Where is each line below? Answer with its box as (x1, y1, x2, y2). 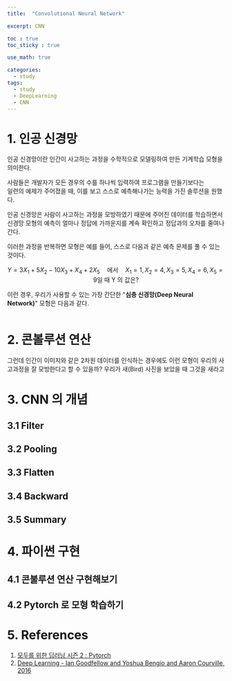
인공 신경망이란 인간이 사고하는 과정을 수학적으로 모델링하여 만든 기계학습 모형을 (7, 155, 223, 163)
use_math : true (7, 54, 51, 61)
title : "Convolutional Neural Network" (7, 10, 126, 17)
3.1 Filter (7, 420, 44, 432)
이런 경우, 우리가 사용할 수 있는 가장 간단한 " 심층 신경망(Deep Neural (7, 290, 193, 299)
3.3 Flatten (7, 467, 55, 479)
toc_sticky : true (7, 42, 60, 48)
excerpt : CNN (7, 22, 45, 30)
